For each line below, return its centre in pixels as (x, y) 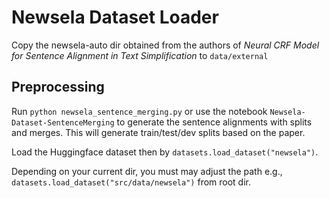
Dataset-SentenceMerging (63, 122)
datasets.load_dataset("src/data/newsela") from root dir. (131, 182)
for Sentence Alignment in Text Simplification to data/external (140, 55)
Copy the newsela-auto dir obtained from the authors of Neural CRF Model (165, 45)
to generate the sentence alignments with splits (214, 122)
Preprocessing (58, 87)
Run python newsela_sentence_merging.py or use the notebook (139, 111)
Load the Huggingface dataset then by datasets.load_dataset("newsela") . (165, 152)
